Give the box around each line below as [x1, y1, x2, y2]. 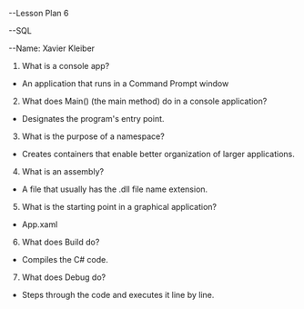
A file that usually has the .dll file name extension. [21, 184, 208, 194]
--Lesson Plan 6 [8, 8, 69, 18]
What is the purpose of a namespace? [21, 131, 165, 142]
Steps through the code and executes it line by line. [21, 290, 215, 300]
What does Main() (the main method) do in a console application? [21, 95, 268, 106]
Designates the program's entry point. [21, 114, 165, 124]
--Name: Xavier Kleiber [8, 43, 96, 54]
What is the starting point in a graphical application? [21, 202, 218, 212]
